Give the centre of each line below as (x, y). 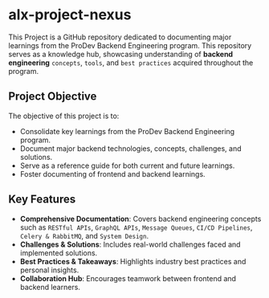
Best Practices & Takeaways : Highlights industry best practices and (133, 261)
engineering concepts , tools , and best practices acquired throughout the (131, 63)
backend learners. (50, 287)
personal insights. (49, 270)
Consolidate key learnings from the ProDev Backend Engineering (127, 131)
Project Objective (53, 97)
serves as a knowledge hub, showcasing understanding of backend (121, 54)
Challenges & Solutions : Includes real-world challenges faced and (130, 244)
